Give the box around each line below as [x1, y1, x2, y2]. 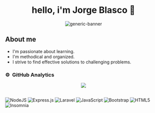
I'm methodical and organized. [12, 54, 75, 59]
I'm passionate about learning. [12, 48, 75, 54]
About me [5, 35, 36, 44]
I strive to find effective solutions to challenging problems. [12, 59, 132, 65]
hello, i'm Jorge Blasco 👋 [31, 4, 136, 16]
